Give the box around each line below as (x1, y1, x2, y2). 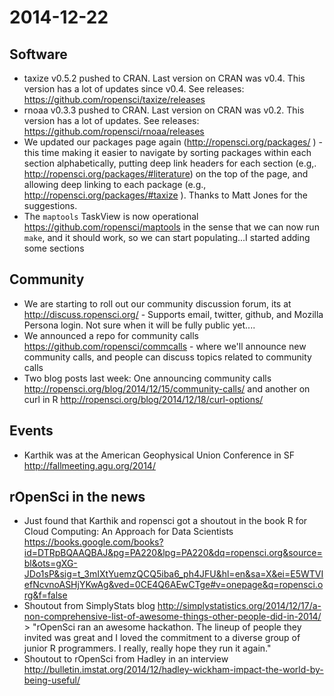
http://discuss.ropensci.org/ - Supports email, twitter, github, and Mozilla (23, 308, 324, 320)
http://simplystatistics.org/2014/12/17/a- (157, 600, 322, 612)
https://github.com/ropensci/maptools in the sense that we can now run (23, 221, 320, 233)
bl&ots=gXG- (23, 557, 78, 570)
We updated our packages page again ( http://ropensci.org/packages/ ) (23, 136, 317, 148)
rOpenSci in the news (9, 489, 146, 506)
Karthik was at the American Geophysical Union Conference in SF (23, 449, 296, 461)
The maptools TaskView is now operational (23, 211, 199, 222)
